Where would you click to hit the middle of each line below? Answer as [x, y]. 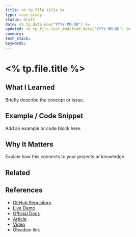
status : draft [20, 19]
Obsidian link [26, 230]
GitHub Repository [32, 202]
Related [18, 173]
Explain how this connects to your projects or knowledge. [65, 157]
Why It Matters [29, 144]
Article [20, 219]
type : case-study [24, 15]
